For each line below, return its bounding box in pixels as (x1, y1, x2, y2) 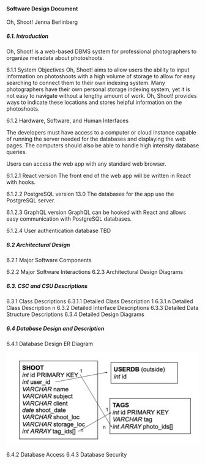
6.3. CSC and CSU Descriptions (6, 282, 88, 290)
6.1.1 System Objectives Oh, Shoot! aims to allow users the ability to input (6, 66, 190, 73)
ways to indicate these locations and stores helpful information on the (6, 98, 182, 106)
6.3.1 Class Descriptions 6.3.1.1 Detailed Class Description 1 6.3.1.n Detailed (6, 298, 193, 305)
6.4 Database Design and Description (6, 325, 105, 332)
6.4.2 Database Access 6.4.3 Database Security (6, 451, 127, 458)
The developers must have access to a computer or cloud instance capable (6, 129, 197, 136)
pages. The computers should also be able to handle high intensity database (6, 142, 199, 149)
